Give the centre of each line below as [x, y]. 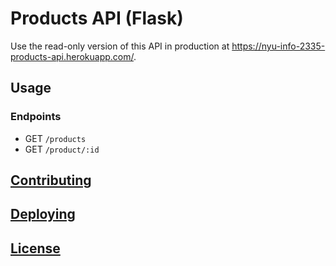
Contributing [51, 180]
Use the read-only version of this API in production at [120, 46]
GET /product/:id [62, 149]
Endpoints [36, 117]
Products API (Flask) [97, 18]
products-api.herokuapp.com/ [72, 56]
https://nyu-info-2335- [278, 46]
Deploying [43, 214]
